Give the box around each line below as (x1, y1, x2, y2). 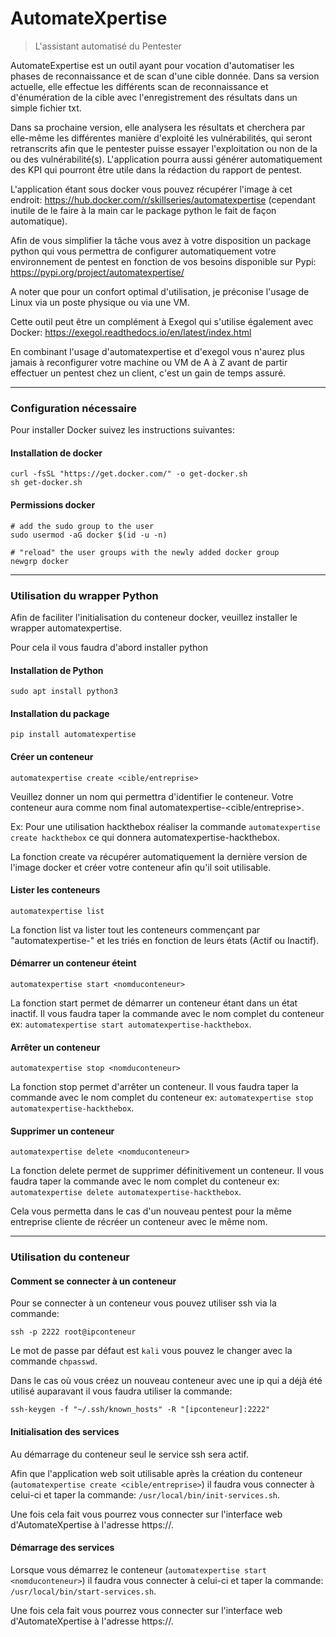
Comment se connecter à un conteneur (10, 1275, 177, 1287)
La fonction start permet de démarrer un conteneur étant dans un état (10, 997, 298, 1009)
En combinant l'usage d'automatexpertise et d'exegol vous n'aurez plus (10, 345, 305, 357)
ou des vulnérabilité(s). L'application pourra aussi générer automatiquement (10, 153, 323, 165)
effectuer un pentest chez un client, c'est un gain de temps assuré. (10, 367, 287, 379)
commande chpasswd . (10, 1355, 98, 1367)
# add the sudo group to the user (10, 521, 155, 531)
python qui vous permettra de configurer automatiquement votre (10, 245, 277, 257)
